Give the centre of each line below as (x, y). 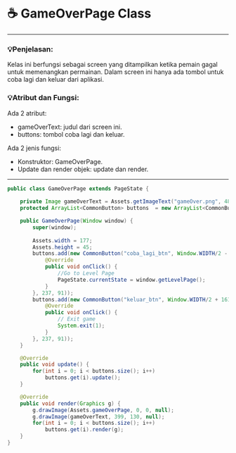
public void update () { (55, 365)
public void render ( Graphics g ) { (70, 403)
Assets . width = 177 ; (63, 240)
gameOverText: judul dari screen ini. (70, 127)
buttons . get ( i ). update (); (83, 378)
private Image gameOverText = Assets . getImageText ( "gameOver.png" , (120, 201)
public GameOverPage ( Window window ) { (77, 221)
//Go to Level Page (86, 273)
